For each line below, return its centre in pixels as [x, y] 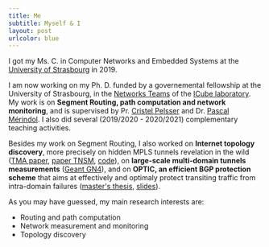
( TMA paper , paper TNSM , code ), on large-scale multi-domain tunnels [127, 161]
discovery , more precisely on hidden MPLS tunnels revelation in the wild [129, 152]
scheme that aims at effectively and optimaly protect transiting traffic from [132, 178]
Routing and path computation [70, 217]
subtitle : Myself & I [45, 23]
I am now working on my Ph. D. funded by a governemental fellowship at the [135, 85]
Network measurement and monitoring [84, 226]
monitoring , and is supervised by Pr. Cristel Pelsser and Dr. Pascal [119, 111]
